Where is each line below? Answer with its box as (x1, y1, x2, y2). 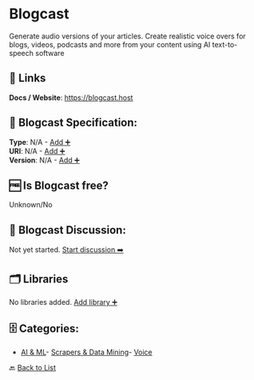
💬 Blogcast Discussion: (9, 223, 126, 237)
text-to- (212, 39, 238, 49)
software (35, 48, 65, 58)
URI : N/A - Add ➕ (9, 146, 65, 156)
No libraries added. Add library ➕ (9, 298, 118, 306)
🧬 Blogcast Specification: (9, 116, 138, 130)
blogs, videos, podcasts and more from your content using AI (9, 39, 211, 49)
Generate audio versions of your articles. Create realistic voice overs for (9, 31, 246, 41)
